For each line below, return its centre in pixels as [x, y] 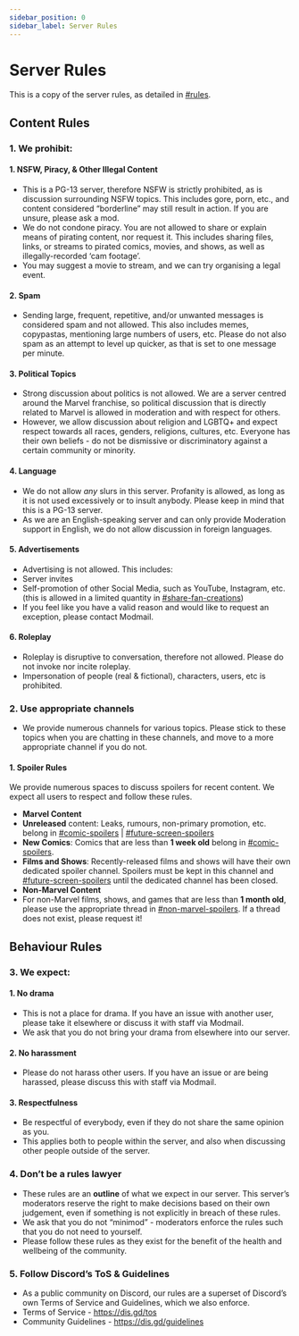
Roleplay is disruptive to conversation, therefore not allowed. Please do [153, 657]
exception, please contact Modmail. [88, 617]
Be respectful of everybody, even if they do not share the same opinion [153, 1122]
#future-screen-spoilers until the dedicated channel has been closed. [150, 880]
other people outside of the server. [86, 1151]
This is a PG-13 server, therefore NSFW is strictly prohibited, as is [142, 189]
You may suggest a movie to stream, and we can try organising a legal [151, 265]
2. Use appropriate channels [72, 709]
